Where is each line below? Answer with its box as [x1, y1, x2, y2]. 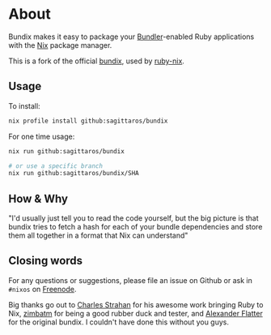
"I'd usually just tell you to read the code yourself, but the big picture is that [8, 213, 259, 223]
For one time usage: [8, 131, 75, 141]
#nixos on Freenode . [8, 284, 77, 294]
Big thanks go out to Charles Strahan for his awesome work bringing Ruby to [8, 299, 264, 309]
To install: [8, 101, 40, 110]
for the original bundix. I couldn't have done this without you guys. [8, 317, 229, 327]
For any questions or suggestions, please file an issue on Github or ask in [8, 275, 252, 285]
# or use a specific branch [8, 161, 104, 170]
